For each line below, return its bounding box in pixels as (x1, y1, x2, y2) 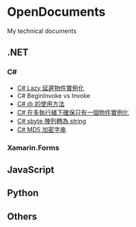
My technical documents (7, 27, 77, 35)
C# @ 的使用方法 (16, 99, 65, 108)
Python (7, 187, 39, 199)
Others (7, 211, 38, 222)
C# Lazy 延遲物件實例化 (16, 84, 85, 92)
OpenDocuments (7, 4, 106, 20)
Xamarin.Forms (7, 143, 59, 152)
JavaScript (7, 164, 55, 176)
